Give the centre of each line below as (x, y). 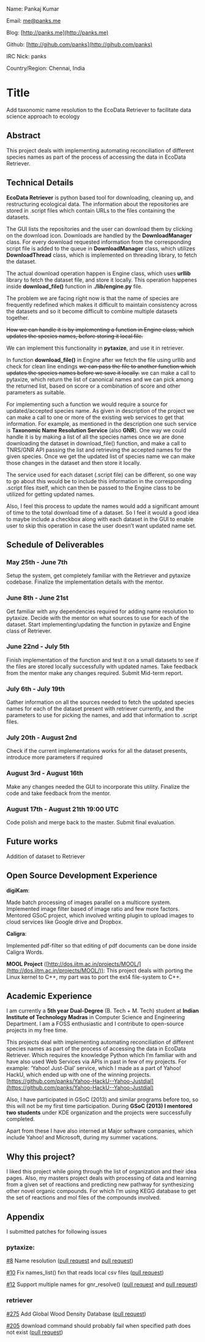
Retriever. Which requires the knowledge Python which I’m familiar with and (102, 1055)
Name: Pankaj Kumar (33, 9)
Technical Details (40, 183)
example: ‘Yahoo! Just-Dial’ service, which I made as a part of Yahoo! (94, 1068)
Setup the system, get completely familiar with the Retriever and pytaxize (99, 576)
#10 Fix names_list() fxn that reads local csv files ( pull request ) (85, 1273)
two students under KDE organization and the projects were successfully (99, 1113)
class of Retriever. (29, 631)
